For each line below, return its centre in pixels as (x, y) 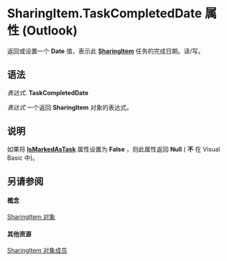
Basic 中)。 (23, 158)
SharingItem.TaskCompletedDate (105, 13)
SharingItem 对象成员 (37, 251)
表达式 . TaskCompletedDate (48, 92)
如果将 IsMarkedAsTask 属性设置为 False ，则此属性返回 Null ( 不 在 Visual (113, 149)
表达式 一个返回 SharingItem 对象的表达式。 (70, 107)
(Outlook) (50, 31)
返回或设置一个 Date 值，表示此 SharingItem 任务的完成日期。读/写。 (106, 51)
